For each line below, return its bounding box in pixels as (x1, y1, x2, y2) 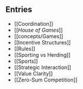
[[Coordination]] (14, 20, 54, 27)
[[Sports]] (14, 57, 38, 64)
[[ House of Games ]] (14, 26, 63, 33)
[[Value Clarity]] (14, 70, 53, 77)
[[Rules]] (14, 45, 36, 52)
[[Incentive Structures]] (14, 39, 71, 46)
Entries (5, 5, 33, 15)
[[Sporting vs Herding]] (14, 51, 71, 58)
